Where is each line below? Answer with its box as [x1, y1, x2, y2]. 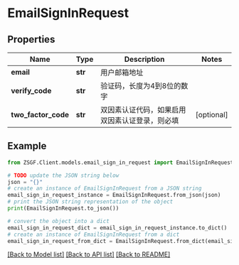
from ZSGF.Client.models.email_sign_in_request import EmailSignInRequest [7, 158, 234, 166]
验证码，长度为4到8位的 [100, 81, 181, 90]
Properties [7, 33, 55, 45]
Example [7, 140, 47, 152]
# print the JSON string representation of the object [7, 198, 174, 205]
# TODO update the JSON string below [7, 172, 119, 179]
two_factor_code [11, 110, 70, 119]
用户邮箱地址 [100, 67, 144, 77]
